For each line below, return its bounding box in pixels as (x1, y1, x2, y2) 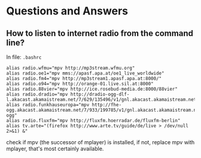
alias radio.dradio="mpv (6, 91, 68, 97)
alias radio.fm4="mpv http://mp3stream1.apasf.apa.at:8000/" (6, 76, 162, 82)
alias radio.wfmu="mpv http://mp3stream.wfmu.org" (6, 65, 135, 71)
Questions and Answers (6, 4, 129, 18)
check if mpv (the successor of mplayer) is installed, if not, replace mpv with (6, 139, 195, 145)
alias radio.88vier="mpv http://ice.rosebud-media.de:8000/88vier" (6, 86, 178, 92)
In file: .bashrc (6, 53, 42, 61)
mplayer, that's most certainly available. (6, 145, 104, 152)
